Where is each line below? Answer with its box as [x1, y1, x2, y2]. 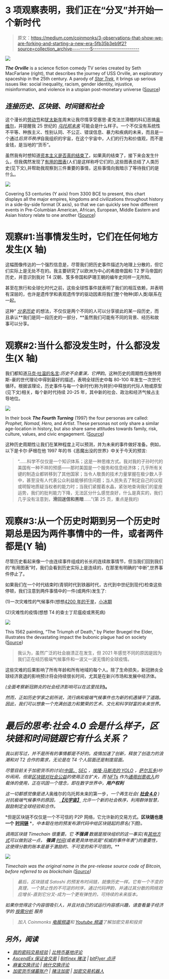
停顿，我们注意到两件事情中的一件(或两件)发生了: [5, 588, 107, 594]
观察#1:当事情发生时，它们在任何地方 [5, 231, 158, 242]
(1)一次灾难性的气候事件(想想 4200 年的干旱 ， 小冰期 [5, 598, 112, 604]
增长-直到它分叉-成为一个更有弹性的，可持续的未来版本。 [22, 891, 140, 897]
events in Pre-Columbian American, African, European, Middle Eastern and [5, 207, 159, 213]
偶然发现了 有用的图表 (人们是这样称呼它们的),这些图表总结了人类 [22, 158, 155, 165]
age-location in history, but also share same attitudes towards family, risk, [5, 426, 158, 432]
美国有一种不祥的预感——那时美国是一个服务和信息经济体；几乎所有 [17, 464, 158, 470]
